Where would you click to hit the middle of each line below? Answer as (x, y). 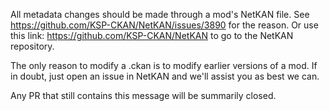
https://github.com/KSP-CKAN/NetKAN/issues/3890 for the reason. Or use (164, 25)
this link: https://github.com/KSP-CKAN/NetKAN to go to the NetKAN (152, 35)
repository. (32, 46)
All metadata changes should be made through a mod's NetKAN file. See (160, 14)
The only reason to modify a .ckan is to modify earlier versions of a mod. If (164, 65)
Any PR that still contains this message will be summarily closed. (143, 95)
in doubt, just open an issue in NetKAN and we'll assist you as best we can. (165, 76)
